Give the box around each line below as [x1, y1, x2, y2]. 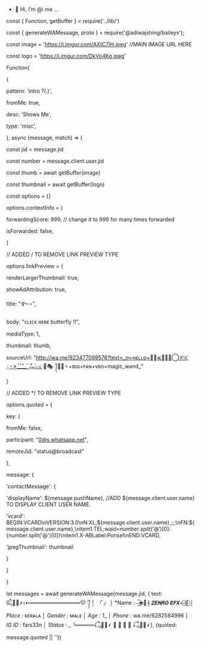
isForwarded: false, [6, 228, 54, 234]
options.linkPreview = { [6, 263, 64, 269]
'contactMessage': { [6, 483, 56, 490]
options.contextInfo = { [6, 204, 63, 211]
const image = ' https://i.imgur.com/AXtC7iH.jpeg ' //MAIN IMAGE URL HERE [6, 41, 192, 48]
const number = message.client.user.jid [6, 157, 104, 164]
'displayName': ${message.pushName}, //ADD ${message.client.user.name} [6, 495, 195, 501]
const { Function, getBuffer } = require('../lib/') [6, 17, 120, 24]
